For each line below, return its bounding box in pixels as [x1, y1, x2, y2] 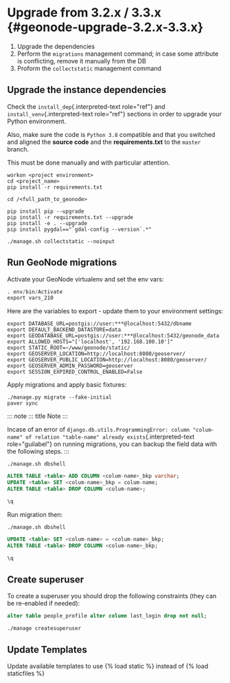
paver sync [7, 400, 38, 407]
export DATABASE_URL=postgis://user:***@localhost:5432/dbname [7, 320, 192, 328]
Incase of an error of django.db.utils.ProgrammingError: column [7, 425, 190, 434]
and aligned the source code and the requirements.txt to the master [7, 138, 201, 146]
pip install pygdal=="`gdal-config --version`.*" [7, 226, 152, 233]
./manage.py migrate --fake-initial [7, 394, 112, 401]
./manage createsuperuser [7, 625, 81, 632]
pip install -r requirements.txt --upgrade [7, 213, 134, 221]
